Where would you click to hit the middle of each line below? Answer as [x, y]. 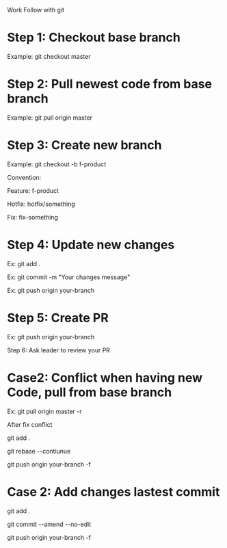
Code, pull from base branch [90, 392]
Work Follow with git [36, 10]
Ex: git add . [24, 263]
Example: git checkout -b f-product [57, 164]
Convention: [24, 177]
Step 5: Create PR [58, 318]
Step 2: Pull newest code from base [110, 84]
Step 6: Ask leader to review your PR [59, 350]
